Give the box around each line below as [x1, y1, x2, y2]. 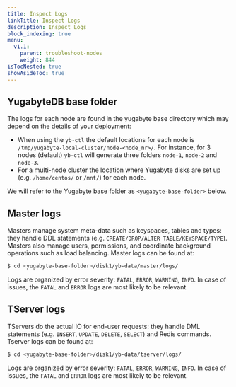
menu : [7, 37, 23, 44]
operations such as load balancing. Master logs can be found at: [7, 249, 194, 258]
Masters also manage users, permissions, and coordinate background [7, 241, 211, 250]
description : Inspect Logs [7, 23, 87, 30]
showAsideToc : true [7, 69, 65, 76]
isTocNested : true [7, 63, 61, 70]
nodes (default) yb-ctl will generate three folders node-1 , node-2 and [17, 151, 218, 159]
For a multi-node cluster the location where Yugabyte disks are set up [17, 166, 221, 174]
